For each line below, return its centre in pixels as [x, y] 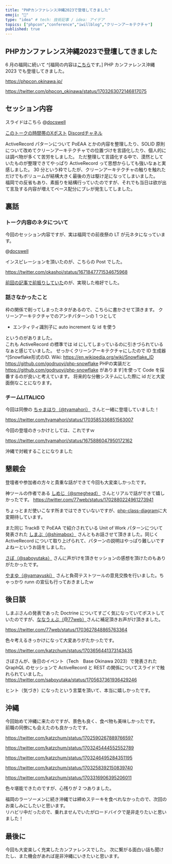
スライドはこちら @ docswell [35, 122]
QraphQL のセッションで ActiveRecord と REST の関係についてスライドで [83, 667]
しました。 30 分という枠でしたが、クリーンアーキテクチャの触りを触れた [88, 170]
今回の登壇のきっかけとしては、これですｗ [50, 430]
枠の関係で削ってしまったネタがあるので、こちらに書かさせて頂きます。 [81, 309]
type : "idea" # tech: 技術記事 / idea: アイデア [55, 20]
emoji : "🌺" [17, 15]
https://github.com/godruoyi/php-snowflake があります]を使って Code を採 [85, 370]
